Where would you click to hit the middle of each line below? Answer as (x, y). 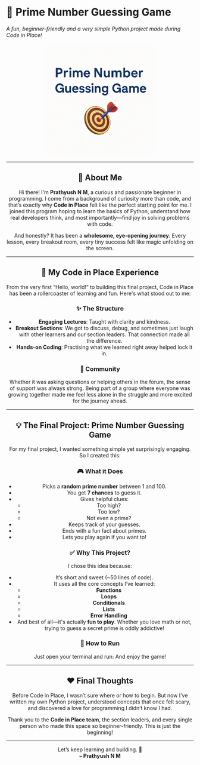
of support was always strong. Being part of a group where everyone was (100, 388)
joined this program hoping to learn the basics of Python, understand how (100, 211)
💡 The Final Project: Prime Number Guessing (100, 425)
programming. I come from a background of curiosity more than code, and (100, 198)
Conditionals (109, 603)
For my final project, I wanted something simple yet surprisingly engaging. (100, 449)
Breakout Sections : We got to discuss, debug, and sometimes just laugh (104, 328)
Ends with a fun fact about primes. (104, 531)
